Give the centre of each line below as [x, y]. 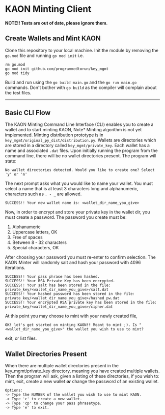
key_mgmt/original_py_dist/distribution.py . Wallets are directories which [81, 140]
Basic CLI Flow [28, 112]
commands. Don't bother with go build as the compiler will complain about [81, 88]
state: [11, 161]
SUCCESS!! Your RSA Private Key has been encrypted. [60, 281]
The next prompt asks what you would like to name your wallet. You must [79, 183]
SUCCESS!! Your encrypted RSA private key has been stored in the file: [81, 303]
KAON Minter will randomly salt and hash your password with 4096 [73, 263]
